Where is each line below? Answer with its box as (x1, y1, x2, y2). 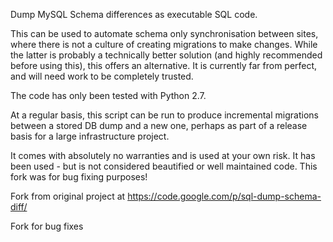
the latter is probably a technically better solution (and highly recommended (10, 49, 323, 61)
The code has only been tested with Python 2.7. (10, 90, 207, 101)
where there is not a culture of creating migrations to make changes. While (10, 39, 318, 50)
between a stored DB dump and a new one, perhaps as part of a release (10, 120, 308, 131)
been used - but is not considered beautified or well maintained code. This (10, 160, 318, 172)
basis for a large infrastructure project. (10, 130, 170, 142)
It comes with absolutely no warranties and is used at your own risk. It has (10, 150, 316, 161)
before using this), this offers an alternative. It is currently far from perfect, (10, 60, 318, 71)
